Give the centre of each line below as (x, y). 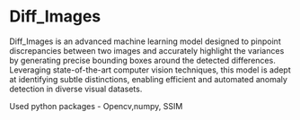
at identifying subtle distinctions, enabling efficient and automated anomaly (148, 79)
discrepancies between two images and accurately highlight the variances (147, 50)
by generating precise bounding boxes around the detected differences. (142, 60)
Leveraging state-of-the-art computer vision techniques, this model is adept (150, 70)
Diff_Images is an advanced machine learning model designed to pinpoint (145, 41)
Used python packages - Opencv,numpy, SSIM (96, 106)
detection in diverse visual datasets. (76, 89)
